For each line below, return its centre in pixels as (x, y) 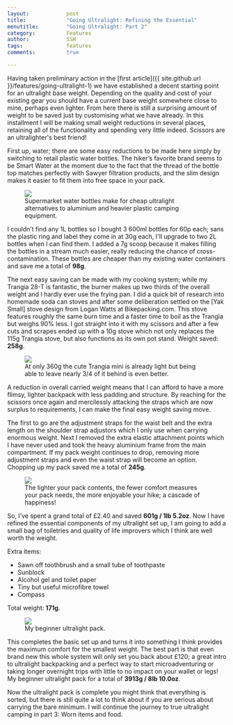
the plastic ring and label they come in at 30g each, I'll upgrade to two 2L (112, 236)
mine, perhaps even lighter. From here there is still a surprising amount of (112, 108)
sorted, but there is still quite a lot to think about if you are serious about (110, 699)
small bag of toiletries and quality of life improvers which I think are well (110, 530)
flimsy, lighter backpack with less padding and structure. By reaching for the (116, 394)
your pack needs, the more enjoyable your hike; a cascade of (112, 495)
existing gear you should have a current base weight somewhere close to (112, 100)
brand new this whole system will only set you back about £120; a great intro (117, 656)
